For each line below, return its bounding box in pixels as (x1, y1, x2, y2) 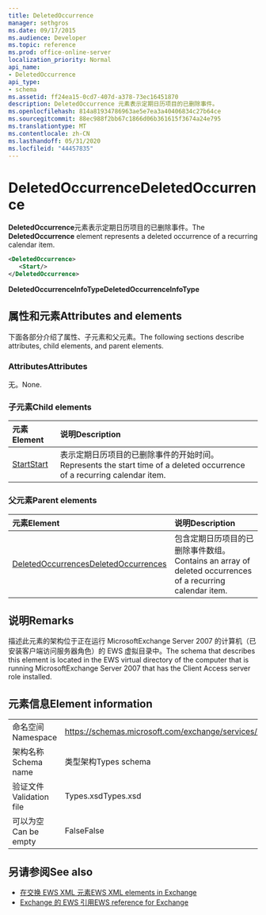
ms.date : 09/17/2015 (8, 26, 77, 34)
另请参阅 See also (8, 865, 93, 878)
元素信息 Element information (8, 697, 153, 710)
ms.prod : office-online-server (8, 48, 112, 56)
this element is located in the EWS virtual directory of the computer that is (8, 655, 249, 665)
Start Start (12, 459, 49, 470)
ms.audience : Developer (8, 33, 87, 42)
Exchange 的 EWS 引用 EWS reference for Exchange (19, 898, 188, 907)
